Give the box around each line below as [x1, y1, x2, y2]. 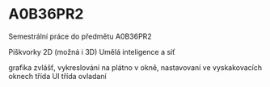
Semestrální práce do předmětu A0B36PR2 [8, 31, 152, 41]
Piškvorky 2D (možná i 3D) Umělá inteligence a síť [8, 47, 175, 56]
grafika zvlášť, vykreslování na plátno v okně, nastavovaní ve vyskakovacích [8, 62, 263, 72]
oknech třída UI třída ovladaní [8, 71, 107, 81]
